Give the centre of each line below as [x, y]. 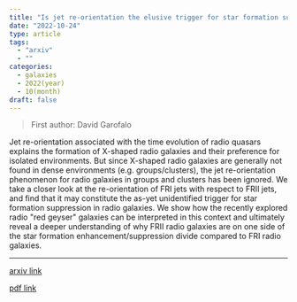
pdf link [23, 288]
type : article [35, 34]
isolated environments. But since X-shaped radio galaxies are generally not [146, 161]
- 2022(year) [41, 83]
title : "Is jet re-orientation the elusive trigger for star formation [144, 17]
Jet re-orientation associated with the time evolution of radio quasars [135, 142]
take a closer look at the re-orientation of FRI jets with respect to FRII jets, [143, 189]
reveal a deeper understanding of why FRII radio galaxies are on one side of [147, 227]
